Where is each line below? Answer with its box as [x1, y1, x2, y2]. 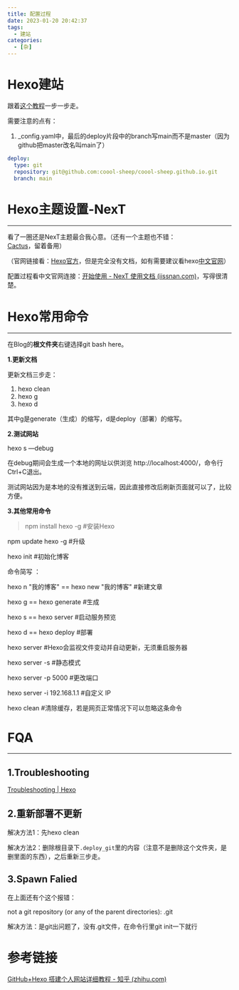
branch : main [14, 175, 53, 182]
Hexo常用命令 [7, 308, 89, 325]
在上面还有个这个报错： [7, 893, 76, 902]
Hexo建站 [7, 76, 64, 93]
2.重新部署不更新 [7, 807, 83, 820]
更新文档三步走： [7, 370, 58, 379]
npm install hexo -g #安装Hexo [24, 522, 115, 531]
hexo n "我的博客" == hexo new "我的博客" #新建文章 [7, 583, 163, 591]
